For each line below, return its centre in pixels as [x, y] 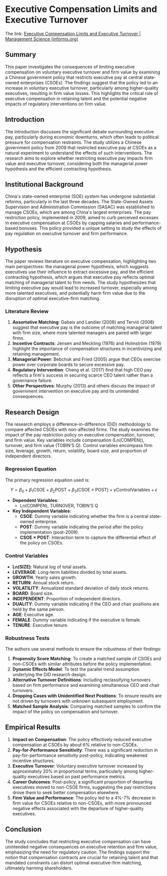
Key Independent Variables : [42, 511]
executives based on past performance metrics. [77, 776]
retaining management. [36, 354]
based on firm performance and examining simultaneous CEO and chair [86, 685]
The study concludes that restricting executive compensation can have [78, 841]
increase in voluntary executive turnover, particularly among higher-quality [82, 88]
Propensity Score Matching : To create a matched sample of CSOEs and [86, 658]
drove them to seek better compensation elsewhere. [66, 792]
